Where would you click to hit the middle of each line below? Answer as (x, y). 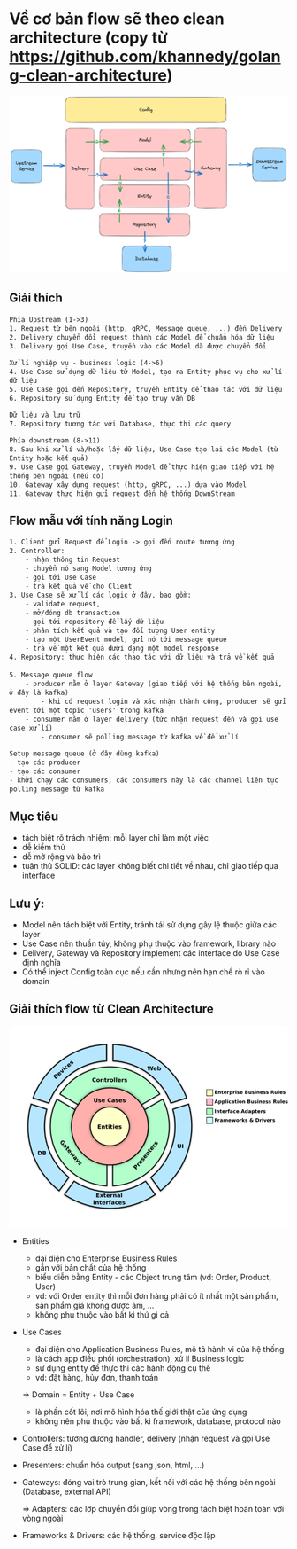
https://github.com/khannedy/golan (145, 57)
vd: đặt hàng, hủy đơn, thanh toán (97, 1377)
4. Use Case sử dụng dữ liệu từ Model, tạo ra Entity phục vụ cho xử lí (146, 372)
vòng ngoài (42, 1518)
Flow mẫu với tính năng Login (91, 521)
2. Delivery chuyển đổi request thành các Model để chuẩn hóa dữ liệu (142, 337)
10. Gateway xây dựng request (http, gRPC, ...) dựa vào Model (128, 485)
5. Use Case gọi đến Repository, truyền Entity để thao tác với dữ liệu (146, 389)
